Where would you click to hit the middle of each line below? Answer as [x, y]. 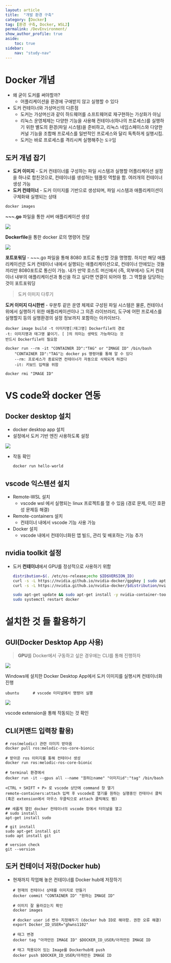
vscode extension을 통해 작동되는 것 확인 [47, 713]
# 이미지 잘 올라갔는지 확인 [38, 906]
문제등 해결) [38, 509]
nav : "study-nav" [33, 53]
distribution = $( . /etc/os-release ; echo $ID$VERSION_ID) [73, 576]
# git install [20, 827]
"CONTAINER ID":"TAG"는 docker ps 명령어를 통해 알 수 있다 [74, 354]
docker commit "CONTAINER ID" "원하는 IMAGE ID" [64, 896]
